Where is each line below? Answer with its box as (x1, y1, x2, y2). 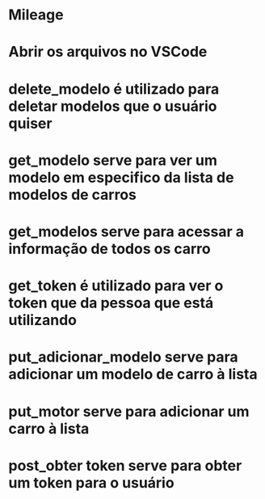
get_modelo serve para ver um (8, 151, 218, 169)
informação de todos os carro (8, 239, 212, 258)
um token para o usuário (8, 473, 175, 492)
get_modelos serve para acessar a (8, 222, 245, 240)
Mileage (8, 6, 64, 24)
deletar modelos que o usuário (8, 97, 217, 115)
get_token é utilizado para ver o (8, 277, 224, 295)
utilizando (8, 311, 77, 329)
